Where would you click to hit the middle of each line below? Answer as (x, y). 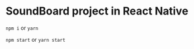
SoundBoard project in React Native (97, 11)
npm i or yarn (22, 28)
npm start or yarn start (36, 39)
